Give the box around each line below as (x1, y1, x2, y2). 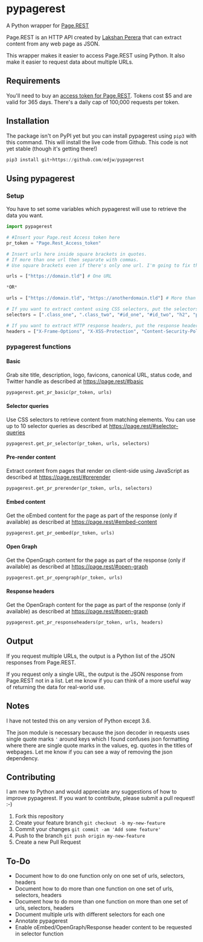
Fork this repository (14, 813, 64, 820)
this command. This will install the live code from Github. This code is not (6, 138, 188, 145)
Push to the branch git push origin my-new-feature (14, 832, 146, 840)
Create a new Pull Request (14, 838, 82, 846)
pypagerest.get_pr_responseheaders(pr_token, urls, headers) (6, 620, 164, 626)
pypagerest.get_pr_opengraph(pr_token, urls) (6, 575, 123, 581)
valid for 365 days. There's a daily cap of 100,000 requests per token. (6, 98, 180, 105)
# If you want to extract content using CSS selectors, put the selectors (6, 306, 199, 312)
